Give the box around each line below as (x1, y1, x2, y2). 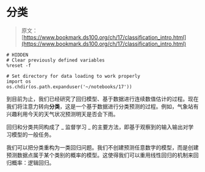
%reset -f (6, 62, 32, 69)
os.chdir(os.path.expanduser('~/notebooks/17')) (6, 83, 132, 90)
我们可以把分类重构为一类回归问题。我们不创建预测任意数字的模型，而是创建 (6, 143, 199, 151)
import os (6, 78, 32, 84)
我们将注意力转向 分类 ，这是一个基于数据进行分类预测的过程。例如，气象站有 (6, 103, 199, 110)
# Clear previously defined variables (6, 57, 105, 63)
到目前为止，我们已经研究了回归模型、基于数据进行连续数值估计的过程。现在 (6, 95, 199, 102)
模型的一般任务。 (11, 131, 55, 138)
